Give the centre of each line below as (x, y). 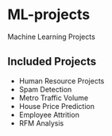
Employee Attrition (49, 115)
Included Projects (52, 62)
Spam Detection (45, 89)
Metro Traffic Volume (54, 98)
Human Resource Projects (62, 80)
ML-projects (49, 15)
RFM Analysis (41, 123)
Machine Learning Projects (52, 37)
